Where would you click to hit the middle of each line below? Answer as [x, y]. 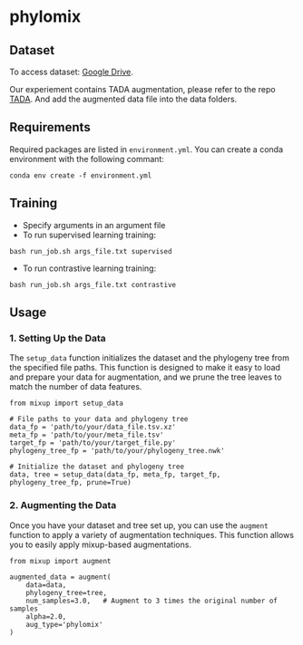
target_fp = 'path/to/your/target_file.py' [93, 443]
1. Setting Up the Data [58, 338]
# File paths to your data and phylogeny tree [99, 419]
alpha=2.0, [46, 616]
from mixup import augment [60, 561]
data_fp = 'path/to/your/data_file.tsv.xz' [93, 428]
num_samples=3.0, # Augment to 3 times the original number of [152, 601]
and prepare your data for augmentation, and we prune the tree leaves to [146, 377]
